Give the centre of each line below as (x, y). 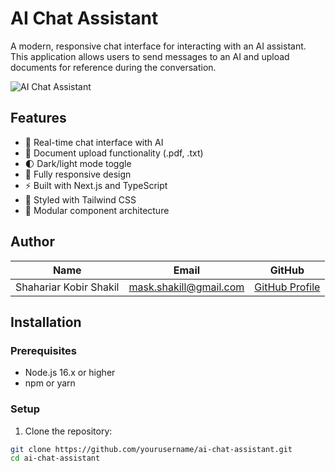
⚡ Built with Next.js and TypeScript (96, 185)
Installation (46, 322)
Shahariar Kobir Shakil (67, 287)
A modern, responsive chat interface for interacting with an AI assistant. (158, 46)
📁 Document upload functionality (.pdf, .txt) (114, 153)
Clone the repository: (68, 431)
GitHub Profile (287, 287)
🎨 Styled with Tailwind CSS (80, 199)
